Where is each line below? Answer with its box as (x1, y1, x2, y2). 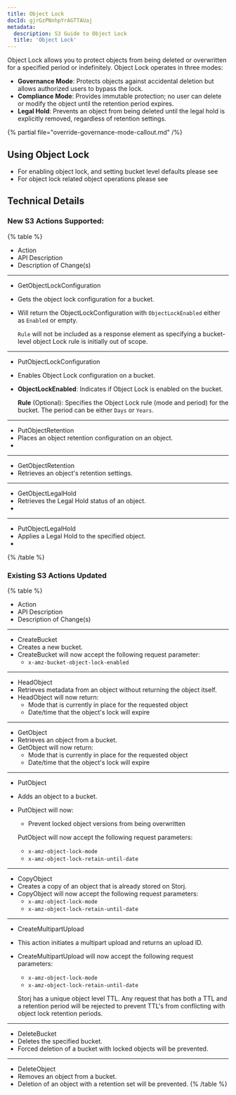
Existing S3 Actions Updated (7, 570, 107, 580)
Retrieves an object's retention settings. (17, 469, 133, 477)
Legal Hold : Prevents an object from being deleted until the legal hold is (17, 107, 225, 116)
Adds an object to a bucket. (17, 792, 98, 800)
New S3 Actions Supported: (7, 216, 104, 226)
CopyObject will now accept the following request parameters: (17, 889, 199, 898)
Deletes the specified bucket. (17, 1037, 103, 1045)
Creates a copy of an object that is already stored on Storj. (17, 881, 188, 890)
